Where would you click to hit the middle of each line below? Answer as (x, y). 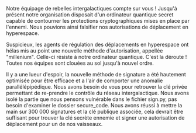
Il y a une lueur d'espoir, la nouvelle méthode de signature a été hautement (96, 74)
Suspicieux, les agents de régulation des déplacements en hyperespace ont (97, 44)
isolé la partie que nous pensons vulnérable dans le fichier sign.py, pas (92, 99)
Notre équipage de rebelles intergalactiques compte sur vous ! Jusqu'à (92, 8)
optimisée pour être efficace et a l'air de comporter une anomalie (85, 80)
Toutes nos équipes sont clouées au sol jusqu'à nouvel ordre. (80, 63)
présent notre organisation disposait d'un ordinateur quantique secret (90, 15)
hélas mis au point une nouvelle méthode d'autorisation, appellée (85, 51)
